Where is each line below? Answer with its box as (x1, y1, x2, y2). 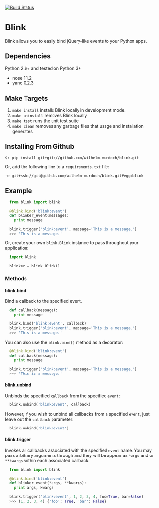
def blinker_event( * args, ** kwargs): (9, 481, 87, 485)
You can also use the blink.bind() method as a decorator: (5, 339, 124, 345)
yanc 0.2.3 (12, 80, 34, 86)
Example (5, 187, 32, 195)
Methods (5, 275, 27, 282)
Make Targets (5, 94, 48, 103)
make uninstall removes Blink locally (12, 112, 87, 118)
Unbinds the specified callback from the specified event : (5, 393, 120, 399)
